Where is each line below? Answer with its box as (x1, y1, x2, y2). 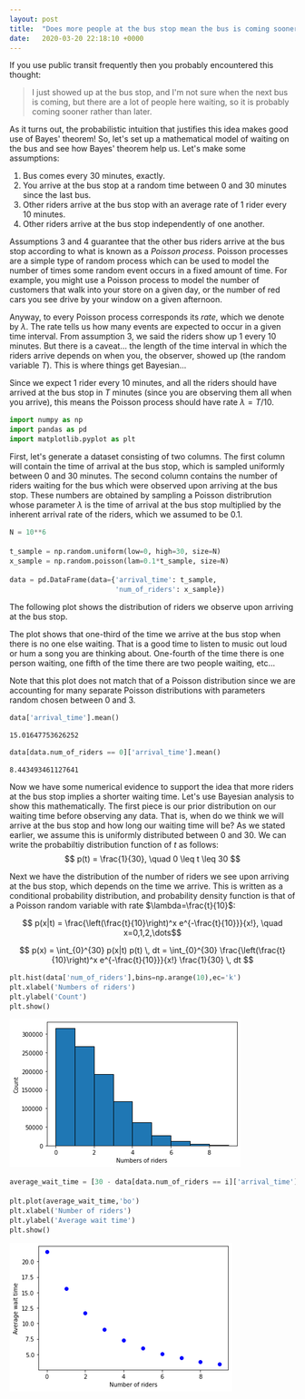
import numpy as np (9, 416, 84, 425)
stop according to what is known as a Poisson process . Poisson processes (9, 246, 289, 257)
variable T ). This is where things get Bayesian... (9, 360, 187, 371)
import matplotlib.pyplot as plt (9, 435, 136, 444)
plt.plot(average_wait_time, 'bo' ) (9, 1197, 141, 1207)
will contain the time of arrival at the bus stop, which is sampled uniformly (9, 461, 285, 471)
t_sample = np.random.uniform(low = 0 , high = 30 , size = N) (9, 547, 221, 556)
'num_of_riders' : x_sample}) (114, 586, 225, 595)
